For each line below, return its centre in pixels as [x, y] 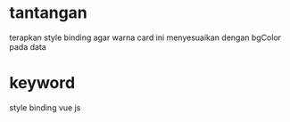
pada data [28, 46]
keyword [42, 83]
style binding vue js [45, 107]
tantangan [48, 13]
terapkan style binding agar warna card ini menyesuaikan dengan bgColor [145, 37]
